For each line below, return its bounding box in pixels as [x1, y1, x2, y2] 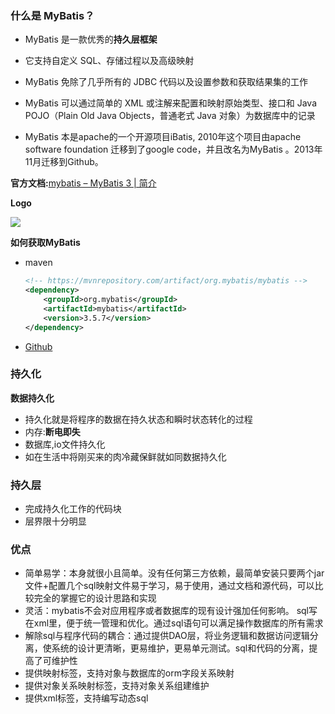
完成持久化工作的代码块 [24, 503, 122, 515]
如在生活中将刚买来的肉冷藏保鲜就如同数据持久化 [24, 450, 227, 462]
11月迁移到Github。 [24, 156, 104, 168]
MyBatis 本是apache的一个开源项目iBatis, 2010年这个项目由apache [24, 131, 302, 143]
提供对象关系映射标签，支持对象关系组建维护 [24, 680, 210, 692]
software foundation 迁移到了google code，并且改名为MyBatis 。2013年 [24, 143, 323, 156]
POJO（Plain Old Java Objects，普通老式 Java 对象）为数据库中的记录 [24, 110, 316, 122]
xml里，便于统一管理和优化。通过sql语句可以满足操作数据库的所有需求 [33, 617, 324, 629]
